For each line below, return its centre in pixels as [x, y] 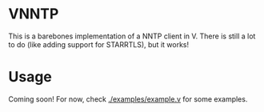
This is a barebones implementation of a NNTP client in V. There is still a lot [132, 36]
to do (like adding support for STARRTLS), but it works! [99, 44]
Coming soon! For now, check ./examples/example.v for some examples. [128, 99]
